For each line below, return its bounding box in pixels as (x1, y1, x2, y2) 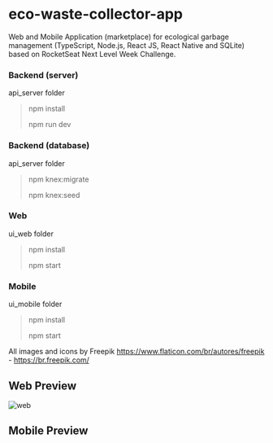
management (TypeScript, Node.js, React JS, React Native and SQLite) (8, 40, 245, 50)
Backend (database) (8, 140, 90, 151)
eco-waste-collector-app (8, 5, 184, 24)
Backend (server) (8, 69, 79, 81)
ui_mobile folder (8, 299, 63, 309)
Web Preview (8, 379, 77, 393)
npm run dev (28, 120, 71, 129)
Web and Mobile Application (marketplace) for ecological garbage (8, 32, 230, 42)
